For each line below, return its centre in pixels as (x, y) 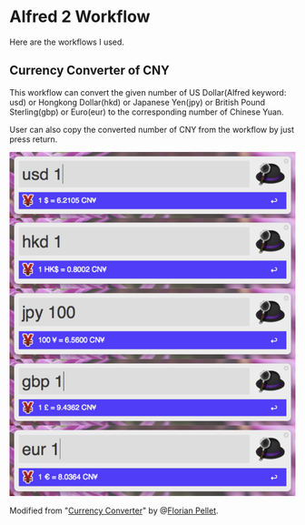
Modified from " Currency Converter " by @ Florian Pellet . (114, 510)
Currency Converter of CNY (89, 71)
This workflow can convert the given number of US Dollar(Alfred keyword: (148, 92)
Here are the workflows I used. (67, 42)
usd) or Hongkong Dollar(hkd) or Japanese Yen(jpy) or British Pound (138, 102)
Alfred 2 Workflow (80, 17)
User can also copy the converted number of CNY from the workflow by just (152, 129)
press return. (34, 139)
